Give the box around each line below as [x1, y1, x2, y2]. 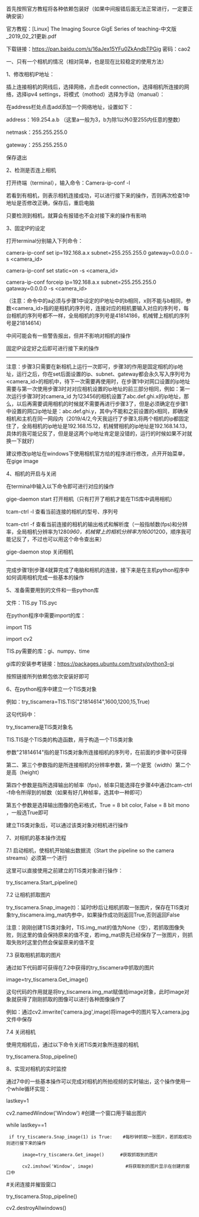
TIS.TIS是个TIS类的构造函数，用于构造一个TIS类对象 [6, 736, 133, 743]
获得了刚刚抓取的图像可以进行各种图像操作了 [16, 996, 126, 1003]
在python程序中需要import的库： [6, 612, 86, 619]
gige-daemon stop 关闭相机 [6, 548, 74, 555]
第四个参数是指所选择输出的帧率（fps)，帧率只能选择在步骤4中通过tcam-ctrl [6, 781, 192, 789]
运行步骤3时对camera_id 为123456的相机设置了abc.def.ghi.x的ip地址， [11, 393, 184, 400]
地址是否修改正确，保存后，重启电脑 [6, 199, 95, 207]
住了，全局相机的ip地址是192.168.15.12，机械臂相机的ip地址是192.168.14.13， [6, 423, 191, 430]
